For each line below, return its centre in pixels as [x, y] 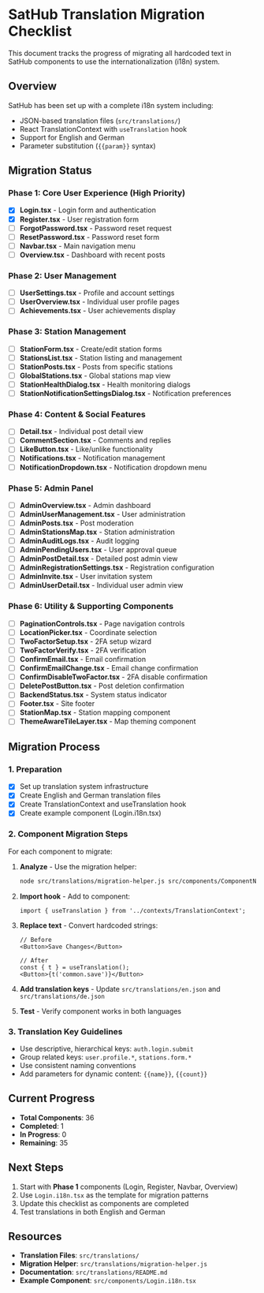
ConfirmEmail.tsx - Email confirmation [83, 660]
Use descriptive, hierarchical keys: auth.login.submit [107, 1048]
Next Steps [36, 1168]
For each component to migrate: [60, 851]
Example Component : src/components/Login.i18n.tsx [108, 1280]
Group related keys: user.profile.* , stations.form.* [106, 1057]
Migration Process [54, 747]
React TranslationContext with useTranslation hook [103, 129]
